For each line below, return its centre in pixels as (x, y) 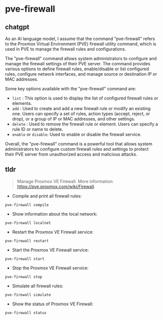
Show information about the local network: (55, 214)
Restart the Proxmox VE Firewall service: (53, 232)
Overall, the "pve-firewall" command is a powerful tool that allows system (79, 144)
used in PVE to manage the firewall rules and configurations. (66, 49)
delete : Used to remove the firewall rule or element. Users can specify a (85, 124)
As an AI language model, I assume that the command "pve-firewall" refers (80, 39)
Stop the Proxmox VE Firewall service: (50, 268)
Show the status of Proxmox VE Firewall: (53, 304)
